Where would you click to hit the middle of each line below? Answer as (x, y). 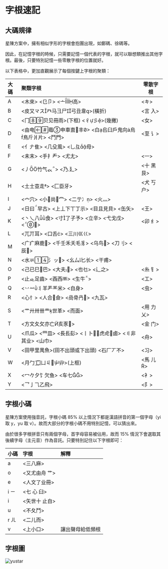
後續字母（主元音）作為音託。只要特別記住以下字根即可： (64, 440)
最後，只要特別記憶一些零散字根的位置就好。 (60, 60)
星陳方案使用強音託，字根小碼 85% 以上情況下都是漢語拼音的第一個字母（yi (83, 417)
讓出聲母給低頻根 (81, 529)
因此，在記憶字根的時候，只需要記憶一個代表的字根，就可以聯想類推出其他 (82, 54)
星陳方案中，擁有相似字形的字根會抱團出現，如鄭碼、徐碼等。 (69, 43)
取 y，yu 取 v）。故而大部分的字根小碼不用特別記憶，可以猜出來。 (72, 423)
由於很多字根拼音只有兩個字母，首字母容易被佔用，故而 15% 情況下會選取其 (83, 434)
